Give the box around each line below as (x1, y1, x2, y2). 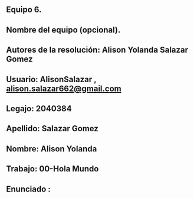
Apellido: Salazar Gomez (6, 124, 99, 134)
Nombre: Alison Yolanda (6, 144, 97, 154)
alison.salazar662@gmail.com (6, 83, 122, 93)
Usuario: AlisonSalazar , (6, 74, 97, 85)
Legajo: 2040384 (6, 103, 72, 113)
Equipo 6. (6, 5, 42, 15)
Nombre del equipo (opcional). (6, 25, 121, 35)
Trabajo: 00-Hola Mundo (6, 164, 99, 174)
